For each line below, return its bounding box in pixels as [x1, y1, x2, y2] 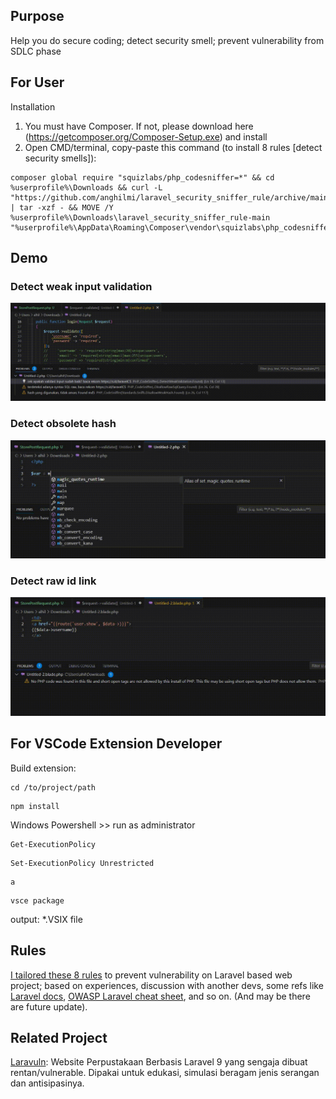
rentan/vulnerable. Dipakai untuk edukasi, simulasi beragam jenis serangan [10, 1067, 320, 1079]
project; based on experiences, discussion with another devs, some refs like [10, 979, 324, 991]
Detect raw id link [10, 574, 97, 588]
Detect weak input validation [10, 279, 153, 293]
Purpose [10, 8, 65, 25]
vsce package [10, 895, 65, 906]
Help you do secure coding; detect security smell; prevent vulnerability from [10, 34, 325, 46]
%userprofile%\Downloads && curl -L [10, 182, 163, 193]
